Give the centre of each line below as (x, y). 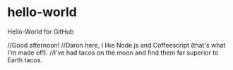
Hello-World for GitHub (41, 31)
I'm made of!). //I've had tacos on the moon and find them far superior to (113, 52)
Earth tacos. (25, 59)
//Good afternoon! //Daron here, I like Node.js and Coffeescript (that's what (116, 45)
